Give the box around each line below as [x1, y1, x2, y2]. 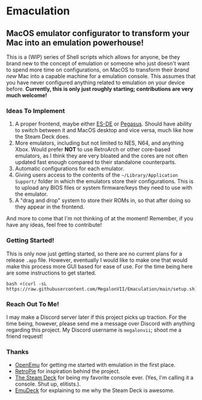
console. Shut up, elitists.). [14, 380, 81, 388]
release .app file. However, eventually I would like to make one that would [6, 256, 188, 264]
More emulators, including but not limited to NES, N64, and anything [14, 139, 184, 147]
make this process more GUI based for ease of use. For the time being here [6, 262, 193, 270]
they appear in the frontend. [14, 203, 85, 211]
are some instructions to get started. [6, 269, 96, 276]
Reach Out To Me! [6, 300, 60, 308]
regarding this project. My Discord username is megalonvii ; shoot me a [6, 326, 182, 333]
